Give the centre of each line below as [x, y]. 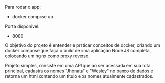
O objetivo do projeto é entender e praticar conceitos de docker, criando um [82, 45]
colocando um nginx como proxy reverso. [47, 56]
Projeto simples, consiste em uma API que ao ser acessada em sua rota [78, 65]
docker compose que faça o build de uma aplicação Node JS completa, [78, 51]
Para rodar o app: [23, 7]
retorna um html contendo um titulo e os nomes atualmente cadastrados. [79, 76]
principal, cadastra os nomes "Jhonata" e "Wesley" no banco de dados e [79, 71]
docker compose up [33, 17]
